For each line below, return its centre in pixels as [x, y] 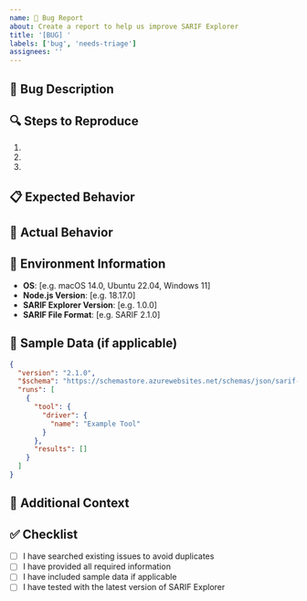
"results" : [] [61, 449]
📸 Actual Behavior [61, 232]
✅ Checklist [44, 534]
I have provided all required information [97, 566]
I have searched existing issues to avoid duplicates [118, 556]
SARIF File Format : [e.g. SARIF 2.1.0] [91, 314]
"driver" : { [65, 415]
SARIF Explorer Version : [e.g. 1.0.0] [90, 305]
